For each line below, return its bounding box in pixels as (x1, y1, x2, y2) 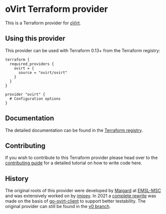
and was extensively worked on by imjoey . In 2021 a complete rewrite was (5, 193, 157, 199)
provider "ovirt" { (5, 92, 46, 97)
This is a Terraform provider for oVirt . (5, 20, 81, 26)
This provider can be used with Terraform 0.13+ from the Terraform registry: (5, 47, 161, 53)
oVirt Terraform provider (5, 3, 108, 15)
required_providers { (9, 61, 55, 67)
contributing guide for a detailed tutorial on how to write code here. (5, 160, 142, 166)
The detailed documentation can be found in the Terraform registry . (5, 127, 143, 133)
